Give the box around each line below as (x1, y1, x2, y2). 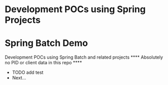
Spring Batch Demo (5, 37, 88, 49)
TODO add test (12, 69, 44, 75)
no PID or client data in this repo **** (5, 60, 82, 66)
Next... (12, 75, 26, 81)
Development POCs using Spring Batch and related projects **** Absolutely (5, 54, 163, 60)
